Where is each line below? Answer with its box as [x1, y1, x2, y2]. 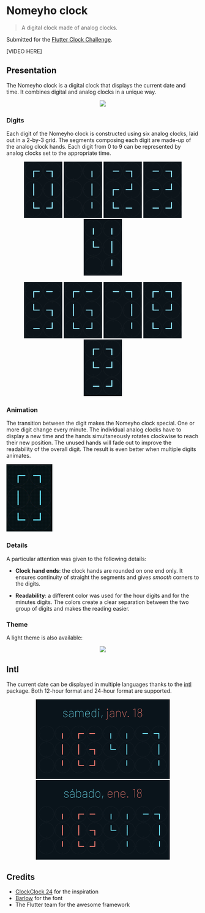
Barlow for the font [15, 894, 63, 901]
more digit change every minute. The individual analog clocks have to [6, 426, 182, 433]
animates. [6, 452, 31, 460]
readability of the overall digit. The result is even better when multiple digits [6, 445, 196, 453]
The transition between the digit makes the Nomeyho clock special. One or [6, 420, 195, 427]
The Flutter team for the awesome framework [15, 901, 130, 908]
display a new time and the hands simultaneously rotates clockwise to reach [6, 433, 199, 440]
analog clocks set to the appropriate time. [6, 149, 111, 157]
